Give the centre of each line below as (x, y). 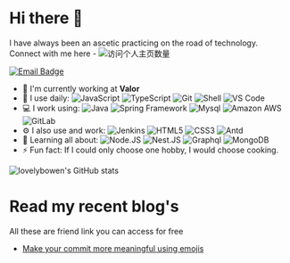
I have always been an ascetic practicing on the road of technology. (134, 43)
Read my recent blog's (95, 206)
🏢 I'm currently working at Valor (81, 88)
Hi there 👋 (46, 18)
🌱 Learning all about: (60, 140)
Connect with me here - (53, 53)
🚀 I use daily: (46, 98)
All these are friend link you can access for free (96, 231)
